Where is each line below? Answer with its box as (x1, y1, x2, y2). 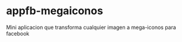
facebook (6, 30, 30, 37)
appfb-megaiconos (6, 4, 104, 18)
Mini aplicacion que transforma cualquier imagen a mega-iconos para (6, 24, 177, 31)
